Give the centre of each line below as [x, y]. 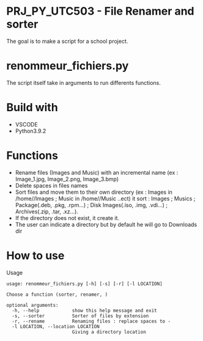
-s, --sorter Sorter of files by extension [80, 316]
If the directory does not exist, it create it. [67, 218]
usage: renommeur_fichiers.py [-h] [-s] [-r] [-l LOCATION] [85, 284]
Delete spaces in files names [51, 185]
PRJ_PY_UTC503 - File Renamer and [100, 11]
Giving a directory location [109, 332]
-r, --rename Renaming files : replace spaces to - [91, 321]
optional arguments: [33, 305]
